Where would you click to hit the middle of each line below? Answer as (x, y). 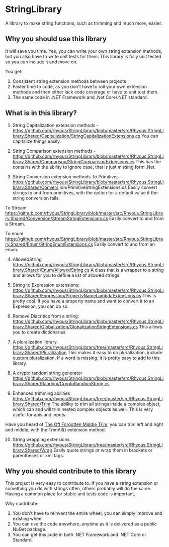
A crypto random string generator (47, 373)
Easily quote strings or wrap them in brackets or (103, 450)
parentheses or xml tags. (38, 455)
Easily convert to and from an (124, 244)
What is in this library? (41, 113)
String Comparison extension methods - (54, 151)
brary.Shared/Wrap (32, 450)
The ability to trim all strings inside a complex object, (106, 404)
